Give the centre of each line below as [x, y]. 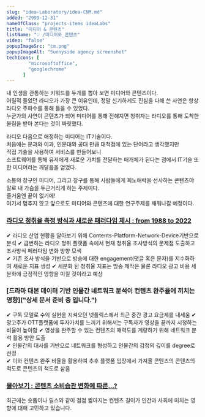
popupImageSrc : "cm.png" [38, 47]
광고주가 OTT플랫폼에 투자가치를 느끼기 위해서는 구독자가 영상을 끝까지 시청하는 [102, 322]
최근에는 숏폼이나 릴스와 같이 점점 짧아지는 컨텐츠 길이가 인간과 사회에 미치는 [98, 400]
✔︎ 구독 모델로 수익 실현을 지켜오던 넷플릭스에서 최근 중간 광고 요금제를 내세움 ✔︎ [101, 315]
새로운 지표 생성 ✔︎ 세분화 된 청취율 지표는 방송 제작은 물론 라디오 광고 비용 [101, 266]
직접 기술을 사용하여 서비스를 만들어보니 [54, 152]
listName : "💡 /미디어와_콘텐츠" [43, 35]
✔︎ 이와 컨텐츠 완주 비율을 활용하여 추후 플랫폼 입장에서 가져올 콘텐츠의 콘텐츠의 [101, 361]
